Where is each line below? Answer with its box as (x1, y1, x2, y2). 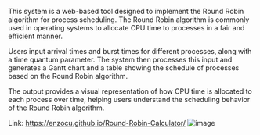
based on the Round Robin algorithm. (8, 72, 128, 80)
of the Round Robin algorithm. (8, 103, 105, 112)
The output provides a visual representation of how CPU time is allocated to (8, 87, 252, 96)
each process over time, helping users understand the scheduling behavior (8, 95, 251, 104)
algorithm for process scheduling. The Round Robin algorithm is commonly (8, 15, 250, 24)
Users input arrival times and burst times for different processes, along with (8, 47, 252, 55)
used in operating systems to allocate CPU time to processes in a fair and (8, 23, 245, 32)
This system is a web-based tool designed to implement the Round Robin (8, 7, 244, 16)
